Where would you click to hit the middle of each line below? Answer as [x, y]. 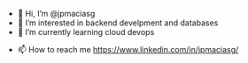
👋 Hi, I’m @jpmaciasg [56, 14]
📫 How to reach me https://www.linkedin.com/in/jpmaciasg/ [128, 49]
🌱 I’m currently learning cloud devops [86, 32]
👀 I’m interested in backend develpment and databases [118, 23]
